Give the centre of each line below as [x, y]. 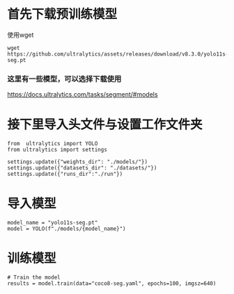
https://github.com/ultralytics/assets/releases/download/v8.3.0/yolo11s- [118, 54]
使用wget [21, 35]
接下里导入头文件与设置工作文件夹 [105, 125]
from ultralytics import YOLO [53, 144]
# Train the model [34, 278]
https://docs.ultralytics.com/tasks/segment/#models [83, 95]
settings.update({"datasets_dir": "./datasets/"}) [82, 168]
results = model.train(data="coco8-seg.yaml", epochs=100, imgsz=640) [112, 284]
